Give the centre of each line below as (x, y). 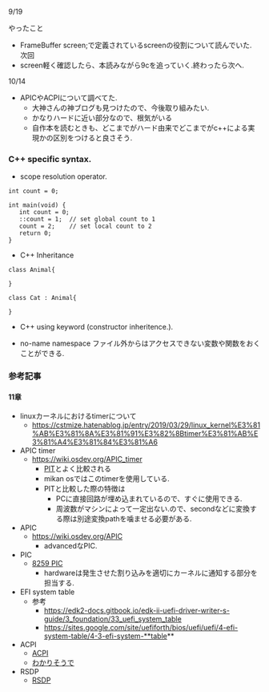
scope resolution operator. (64, 176)
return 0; (35, 233)
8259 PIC (47, 564)
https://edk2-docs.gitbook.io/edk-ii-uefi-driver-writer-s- (137, 611)
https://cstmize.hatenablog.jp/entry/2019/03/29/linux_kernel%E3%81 (146, 425)
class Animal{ (32, 270)
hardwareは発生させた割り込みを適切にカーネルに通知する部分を (151, 573)
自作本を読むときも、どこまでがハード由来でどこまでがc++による (140, 128)
